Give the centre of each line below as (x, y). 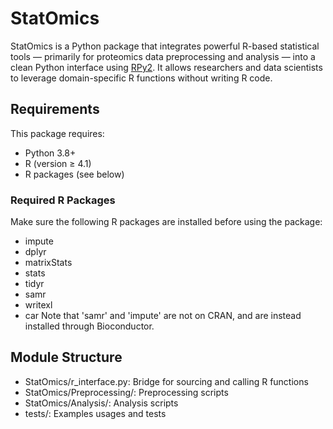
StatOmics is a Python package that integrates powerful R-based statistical (165, 46)
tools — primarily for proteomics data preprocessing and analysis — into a (163, 56)
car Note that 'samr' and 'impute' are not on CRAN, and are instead (163, 316)
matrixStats (48, 263)
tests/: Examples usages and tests (95, 413)
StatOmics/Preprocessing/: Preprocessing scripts (126, 392)
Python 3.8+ (50, 153)
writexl (38, 305)
